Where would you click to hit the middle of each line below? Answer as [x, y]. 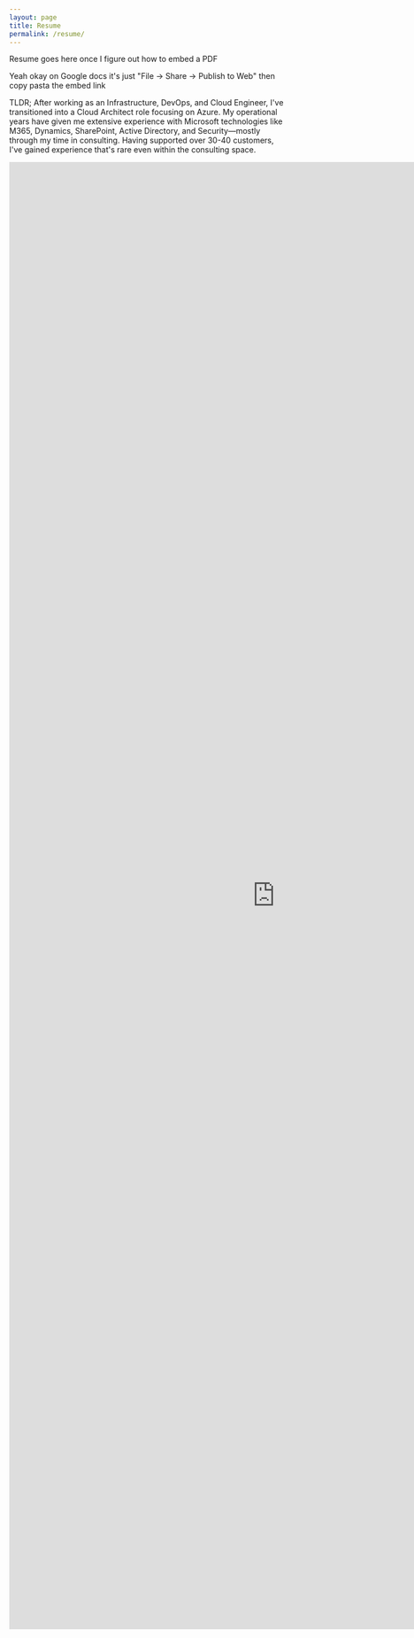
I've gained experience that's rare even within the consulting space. [133, 150]
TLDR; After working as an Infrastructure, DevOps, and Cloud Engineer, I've [146, 103]
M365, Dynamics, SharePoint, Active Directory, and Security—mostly [135, 131]
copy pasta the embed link [57, 86]
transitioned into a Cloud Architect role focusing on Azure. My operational [143, 113]
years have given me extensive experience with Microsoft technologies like [146, 121]
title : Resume [35, 26]
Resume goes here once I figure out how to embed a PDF [114, 59]
